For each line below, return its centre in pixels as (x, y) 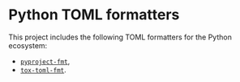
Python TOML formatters (94, 15)
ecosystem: (28, 45)
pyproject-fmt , (45, 61)
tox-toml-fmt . (43, 69)
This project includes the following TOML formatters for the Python (120, 37)
